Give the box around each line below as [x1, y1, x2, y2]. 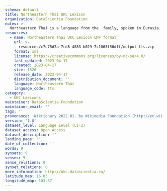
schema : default [5, 7, 39, 12]
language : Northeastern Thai [14, 81, 75, 86]
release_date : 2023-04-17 [14, 72, 68, 77]
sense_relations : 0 [5, 160, 46, 165]
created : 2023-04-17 [14, 63, 57, 68]
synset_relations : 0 [5, 165, 48, 170]
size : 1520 [14, 68, 37, 73]
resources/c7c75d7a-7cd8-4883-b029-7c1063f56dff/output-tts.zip [18, 44, 155, 49]
